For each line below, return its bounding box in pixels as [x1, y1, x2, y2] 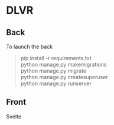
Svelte [6, 112, 22, 120]
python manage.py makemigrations [20, 61, 107, 68]
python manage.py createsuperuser [20, 74, 108, 80]
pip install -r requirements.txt [20, 55, 92, 61]
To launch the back [6, 43, 53, 50]
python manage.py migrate [20, 67, 87, 74]
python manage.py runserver [20, 80, 92, 87]
